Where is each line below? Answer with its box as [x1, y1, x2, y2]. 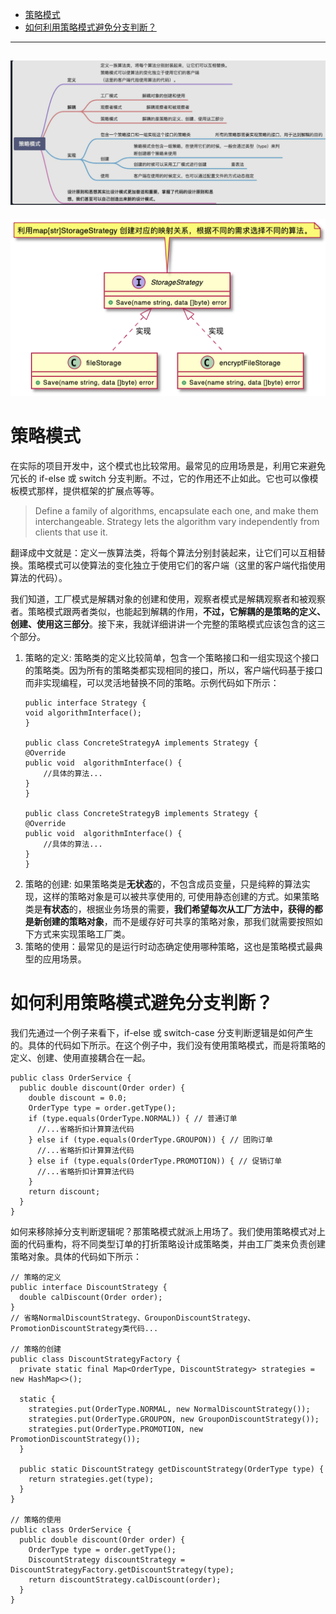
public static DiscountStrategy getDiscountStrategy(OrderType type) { [19, 1464, 325, 1474]
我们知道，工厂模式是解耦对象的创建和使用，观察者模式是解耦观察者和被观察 [10, 593, 326, 605]
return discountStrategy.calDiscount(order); [28, 1574, 222, 1585]
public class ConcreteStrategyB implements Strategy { [24, 808, 259, 818]
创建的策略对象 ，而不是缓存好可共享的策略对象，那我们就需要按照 [42, 915, 315, 927]
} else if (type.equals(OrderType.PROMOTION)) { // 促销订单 [28, 1156, 283, 1166]
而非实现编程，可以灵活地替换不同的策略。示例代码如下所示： [24, 676, 280, 688]
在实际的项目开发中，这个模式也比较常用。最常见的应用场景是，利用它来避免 [10, 459, 326, 472]
